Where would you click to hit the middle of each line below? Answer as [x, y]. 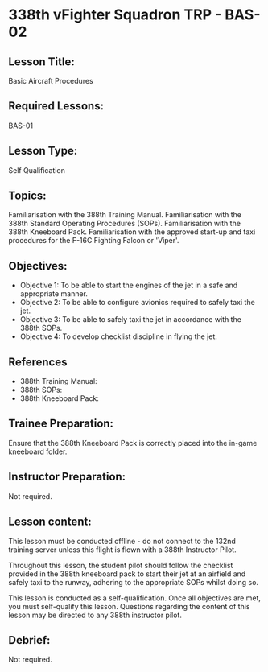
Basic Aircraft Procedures [51, 81]
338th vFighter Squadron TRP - [115, 15]
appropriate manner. [54, 294]
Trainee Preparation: [61, 424]
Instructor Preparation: [67, 477]
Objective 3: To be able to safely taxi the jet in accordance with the [130, 320]
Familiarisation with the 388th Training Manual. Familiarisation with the [125, 215]
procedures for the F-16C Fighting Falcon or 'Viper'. [94, 241]
